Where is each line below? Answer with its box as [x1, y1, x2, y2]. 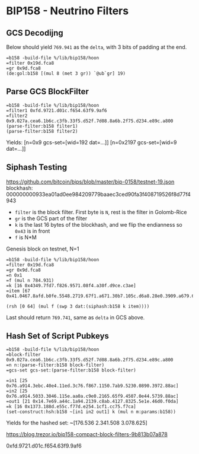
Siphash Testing [6, 162, 68, 173]
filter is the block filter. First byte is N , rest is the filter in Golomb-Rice [14, 208, 187, 215]
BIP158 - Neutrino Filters [6, 4, 129, 18]
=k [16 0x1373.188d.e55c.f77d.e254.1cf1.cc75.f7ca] [6, 404, 136, 410]
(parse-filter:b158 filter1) [6, 123, 78, 129]
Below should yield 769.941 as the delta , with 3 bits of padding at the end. [6, 43, 187, 50]
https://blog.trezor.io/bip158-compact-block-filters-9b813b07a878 [6, 431, 168, 438]
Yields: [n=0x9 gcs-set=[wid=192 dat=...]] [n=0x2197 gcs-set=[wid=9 [6, 138, 177, 146]
